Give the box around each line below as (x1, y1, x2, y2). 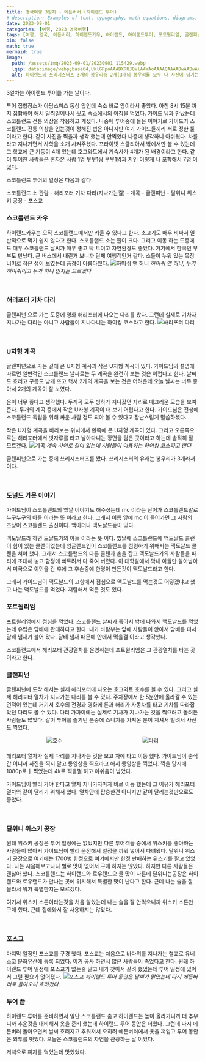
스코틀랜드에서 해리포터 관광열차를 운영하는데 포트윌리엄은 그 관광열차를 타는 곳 (6, 646, 196, 653)
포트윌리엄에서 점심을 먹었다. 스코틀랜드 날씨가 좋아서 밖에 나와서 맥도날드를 (6, 618, 187, 625)
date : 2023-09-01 (6, 20, 51, 26)
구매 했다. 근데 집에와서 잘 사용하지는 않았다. (6, 906, 112, 913)
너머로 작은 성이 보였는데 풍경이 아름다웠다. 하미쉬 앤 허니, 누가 (6, 260, 196, 267)
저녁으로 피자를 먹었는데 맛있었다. (6, 1048, 87, 1055)
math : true (6, 43, 34, 50)
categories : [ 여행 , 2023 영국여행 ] (6, 26, 90, 32)
